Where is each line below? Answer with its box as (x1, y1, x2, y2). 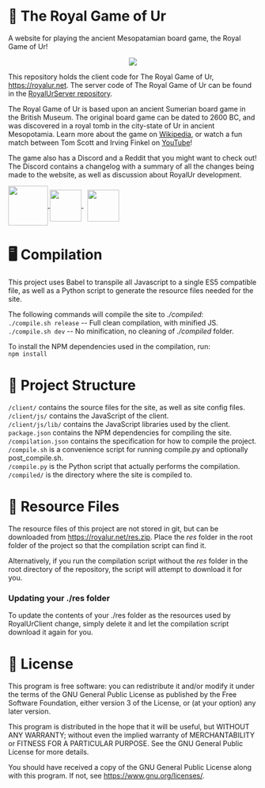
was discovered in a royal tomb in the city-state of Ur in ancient (8, 120, 215, 130)
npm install (8, 350, 47, 358)
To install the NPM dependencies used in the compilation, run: (8, 341, 211, 351)
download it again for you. (8, 627, 93, 637)
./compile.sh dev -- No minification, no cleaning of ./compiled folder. (8, 326, 235, 336)
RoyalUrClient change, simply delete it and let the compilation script (8, 619, 229, 629)
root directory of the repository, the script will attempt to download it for (8, 564, 243, 573)
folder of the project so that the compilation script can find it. (8, 540, 207, 550)
